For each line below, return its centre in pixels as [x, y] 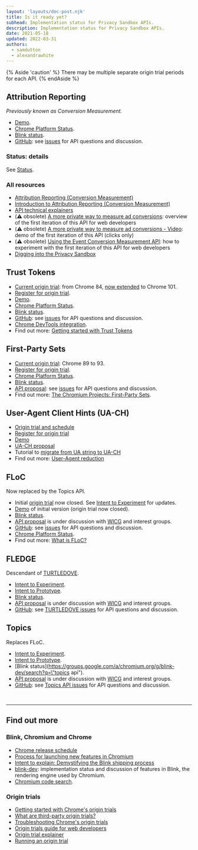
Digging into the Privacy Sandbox [55, 254]
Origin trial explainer [39, 834]
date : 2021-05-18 [27, 34]
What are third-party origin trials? [55, 816]
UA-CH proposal [34, 446]
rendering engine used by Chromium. [60, 775]
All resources [26, 185]
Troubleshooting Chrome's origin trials [61, 822]
